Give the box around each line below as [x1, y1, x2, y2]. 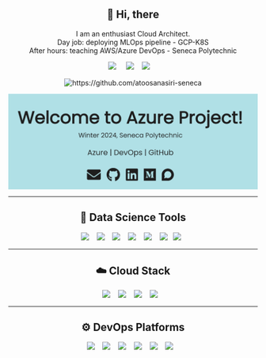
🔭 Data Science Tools [80, 211, 186, 224]
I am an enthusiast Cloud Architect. [75, 29, 191, 38]
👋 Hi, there [106, 8, 160, 21]
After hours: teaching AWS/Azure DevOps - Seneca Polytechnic [28, 45, 237, 55]
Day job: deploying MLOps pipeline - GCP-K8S [56, 37, 210, 47]
